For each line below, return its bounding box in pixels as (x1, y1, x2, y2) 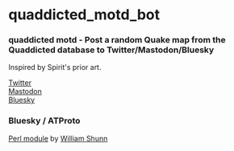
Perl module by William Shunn (8, 133, 108, 143)
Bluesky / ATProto (8, 115, 81, 126)
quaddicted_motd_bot (8, 6, 161, 24)
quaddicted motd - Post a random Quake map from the (8, 35, 226, 46)
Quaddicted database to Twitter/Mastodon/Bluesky (8, 44, 215, 55)
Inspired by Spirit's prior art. (8, 63, 102, 72)
